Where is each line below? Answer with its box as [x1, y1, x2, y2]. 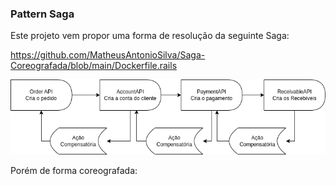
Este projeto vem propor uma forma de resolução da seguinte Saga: [10, 30, 290, 42]
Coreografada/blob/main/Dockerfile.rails [10, 60, 178, 72]
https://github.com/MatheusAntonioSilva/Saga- [10, 49, 206, 61]
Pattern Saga [10, 7, 75, 21]
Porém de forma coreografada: [10, 164, 138, 176]
